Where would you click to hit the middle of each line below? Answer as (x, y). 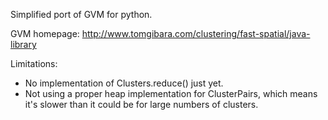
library (23, 44)
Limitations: (34, 63)
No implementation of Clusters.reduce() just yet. (124, 83)
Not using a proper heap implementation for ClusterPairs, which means (171, 93)
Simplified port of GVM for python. (81, 14)
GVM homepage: (45, 33)
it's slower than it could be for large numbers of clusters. (141, 104)
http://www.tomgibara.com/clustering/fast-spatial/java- (196, 33)
